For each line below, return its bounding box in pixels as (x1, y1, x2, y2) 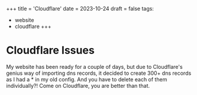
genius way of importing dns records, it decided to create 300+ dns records (6, 69, 192, 77)
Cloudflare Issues (6, 44, 95, 57)
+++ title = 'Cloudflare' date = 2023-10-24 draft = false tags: (6, 5, 154, 12)
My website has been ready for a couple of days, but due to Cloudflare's (6, 63, 183, 70)
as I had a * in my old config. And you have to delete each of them (6, 75, 167, 83)
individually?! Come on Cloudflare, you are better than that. (6, 82, 150, 89)
